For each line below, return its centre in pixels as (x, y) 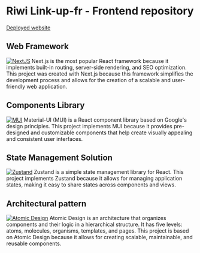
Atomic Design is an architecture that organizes (108, 218)
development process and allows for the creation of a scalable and (88, 80)
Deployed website (28, 28)
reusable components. (34, 243)
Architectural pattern (46, 204)
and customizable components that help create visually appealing (112, 132)
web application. (47, 86)
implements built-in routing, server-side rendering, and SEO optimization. (96, 67)
